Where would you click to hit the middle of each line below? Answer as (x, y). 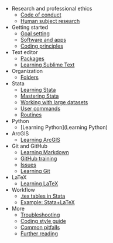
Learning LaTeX (39, 184)
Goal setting (35, 34)
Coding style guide (43, 221)
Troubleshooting (40, 215)
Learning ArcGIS (40, 140)
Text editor (25, 52)
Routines (31, 115)
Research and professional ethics (52, 9)
